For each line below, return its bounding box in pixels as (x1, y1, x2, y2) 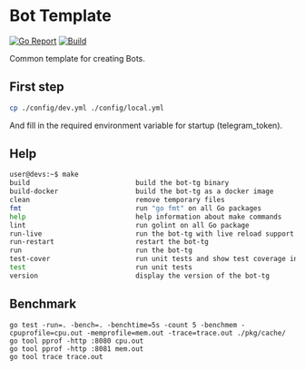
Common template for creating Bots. (9, 53, 145, 63)
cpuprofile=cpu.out (9, 328, 84, 337)
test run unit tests (9, 263, 193, 272)
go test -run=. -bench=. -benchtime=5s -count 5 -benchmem (9, 320, 238, 329)
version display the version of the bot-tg (9, 271, 271, 280)
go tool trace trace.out (9, 352, 103, 361)
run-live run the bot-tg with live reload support (9, 229, 295, 239)
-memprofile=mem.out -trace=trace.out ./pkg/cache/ (86, 328, 286, 337)
